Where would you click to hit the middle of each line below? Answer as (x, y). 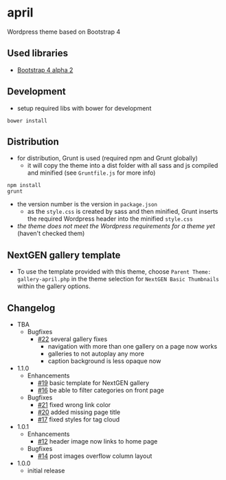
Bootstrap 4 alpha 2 (45, 69)
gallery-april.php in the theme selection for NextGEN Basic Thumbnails (118, 279)
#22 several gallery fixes (72, 339)
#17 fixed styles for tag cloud (79, 419)
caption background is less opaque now (104, 361)
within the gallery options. (54, 286)
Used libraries (38, 53)
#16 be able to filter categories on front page (101, 390)
